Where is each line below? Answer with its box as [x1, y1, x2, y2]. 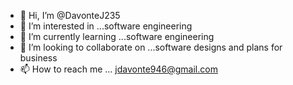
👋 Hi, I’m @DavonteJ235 [19, 10, 121, 21]
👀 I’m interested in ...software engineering [19, 20, 193, 32]
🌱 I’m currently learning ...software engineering [19, 31, 215, 42]
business [19, 52, 58, 64]
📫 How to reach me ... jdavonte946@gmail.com [19, 63, 218, 75]
